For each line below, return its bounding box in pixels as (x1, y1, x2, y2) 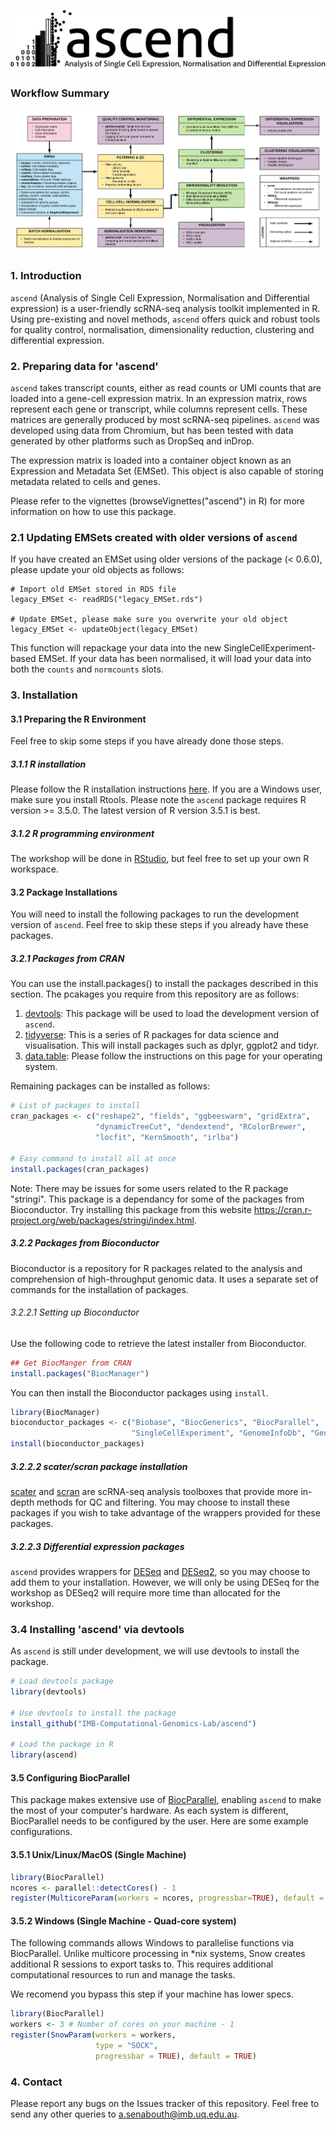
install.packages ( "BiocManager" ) (10, 1368, 150, 1379)
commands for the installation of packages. (10, 1283, 189, 1295)
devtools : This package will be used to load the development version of (24, 1008, 320, 1020)
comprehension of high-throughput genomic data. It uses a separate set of (10, 1273, 319, 1285)
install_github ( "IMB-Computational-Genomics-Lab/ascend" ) (10, 1718, 257, 1729)
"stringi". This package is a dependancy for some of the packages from (10, 1193, 305, 1205)
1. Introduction (10, 269, 82, 283)
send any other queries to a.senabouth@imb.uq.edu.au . (10, 2108, 240, 2120)
